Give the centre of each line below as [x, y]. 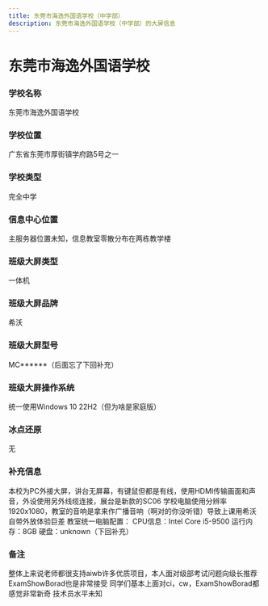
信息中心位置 [33, 219]
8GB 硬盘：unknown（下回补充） [77, 531]
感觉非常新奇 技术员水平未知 [55, 593]
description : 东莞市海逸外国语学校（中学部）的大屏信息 [92, 23]
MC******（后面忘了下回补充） [63, 364]
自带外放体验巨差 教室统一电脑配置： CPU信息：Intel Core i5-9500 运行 [127, 521]
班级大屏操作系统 [42, 387]
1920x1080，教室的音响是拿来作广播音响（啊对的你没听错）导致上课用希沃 [132, 511]
